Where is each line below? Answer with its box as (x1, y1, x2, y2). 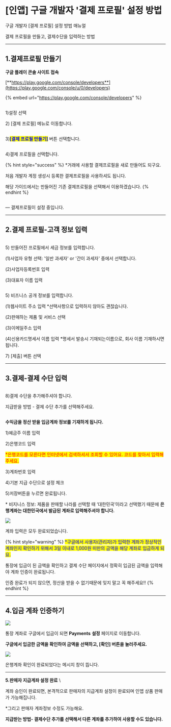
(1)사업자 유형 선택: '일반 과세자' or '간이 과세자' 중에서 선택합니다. (5, 255, 136, 261)
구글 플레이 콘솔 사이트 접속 (5, 69, 59, 75)
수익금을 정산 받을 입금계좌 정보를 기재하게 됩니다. (5, 419, 103, 425)
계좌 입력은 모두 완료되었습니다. (5, 528, 68, 534)
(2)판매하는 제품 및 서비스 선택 (5, 314, 66, 320)
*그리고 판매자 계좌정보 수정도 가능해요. (5, 705, 84, 712)
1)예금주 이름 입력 (5, 430, 40, 436)
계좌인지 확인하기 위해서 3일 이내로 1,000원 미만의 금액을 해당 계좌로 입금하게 (5, 545, 159, 551)
